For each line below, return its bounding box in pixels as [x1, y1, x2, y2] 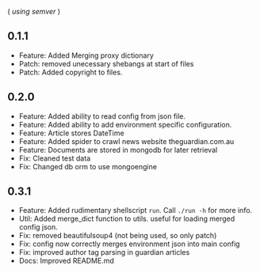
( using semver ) [7, 7, 61, 16]
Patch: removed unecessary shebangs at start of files [18, 59, 194, 68]
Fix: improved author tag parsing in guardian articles [18, 248, 190, 257]
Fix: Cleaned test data [18, 154, 91, 163]
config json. [18, 222, 59, 232]
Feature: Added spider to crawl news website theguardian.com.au [18, 136, 235, 146]
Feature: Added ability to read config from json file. [18, 111, 186, 121]
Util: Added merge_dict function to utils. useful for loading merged [18, 214, 235, 224]
